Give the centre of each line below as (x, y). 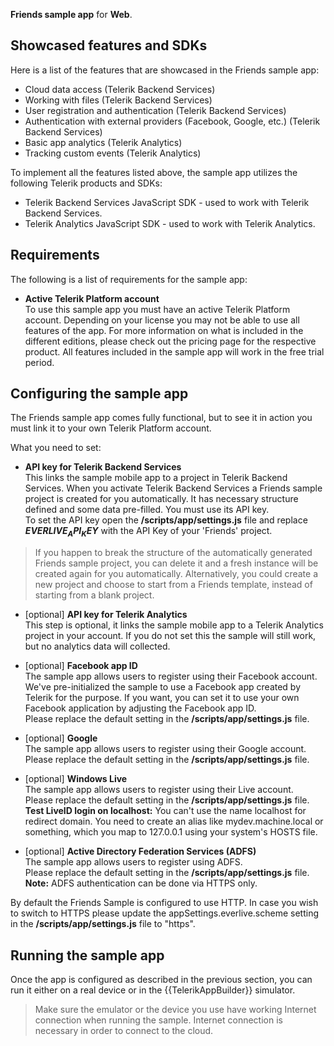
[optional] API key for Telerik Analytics (106, 615)
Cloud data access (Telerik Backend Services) (120, 89)
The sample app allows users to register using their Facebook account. (171, 676)
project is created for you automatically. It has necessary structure (161, 499)
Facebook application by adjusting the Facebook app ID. (140, 708)
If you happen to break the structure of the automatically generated (173, 553)
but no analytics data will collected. (97, 646)
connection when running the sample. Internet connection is (158, 1020)
